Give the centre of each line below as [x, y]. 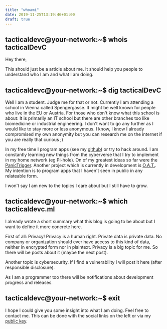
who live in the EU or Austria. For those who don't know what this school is [82, 113]
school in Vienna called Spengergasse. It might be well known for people [80, 108]
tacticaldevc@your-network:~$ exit [63, 298]
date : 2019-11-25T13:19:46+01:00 [40, 15]
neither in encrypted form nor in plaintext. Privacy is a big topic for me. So [81, 247]
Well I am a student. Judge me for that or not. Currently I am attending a [79, 102]
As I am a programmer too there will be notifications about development [79, 277]
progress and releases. [29, 282]
